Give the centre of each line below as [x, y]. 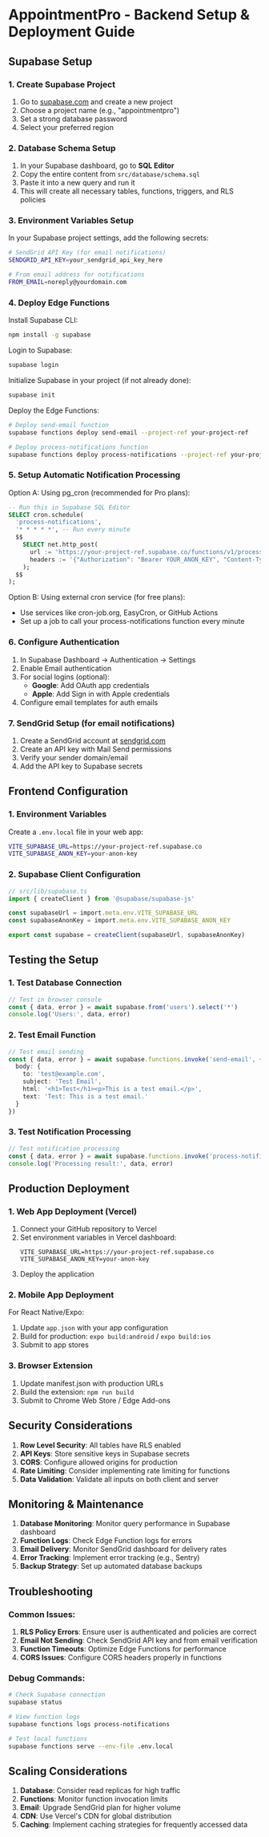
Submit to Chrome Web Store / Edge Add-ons [95, 1400]
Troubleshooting [51, 1591]
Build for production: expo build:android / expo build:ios [115, 1336]
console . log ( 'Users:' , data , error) [69, 1014]
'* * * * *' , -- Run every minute [73, 530]
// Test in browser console [55, 1000]
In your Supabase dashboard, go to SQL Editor [97, 165]
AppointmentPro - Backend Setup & [129, 15]
